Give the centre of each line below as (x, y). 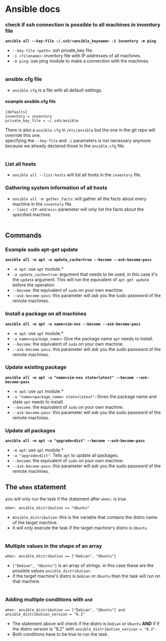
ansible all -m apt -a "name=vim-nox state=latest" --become (70, 377)
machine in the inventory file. (42, 204)
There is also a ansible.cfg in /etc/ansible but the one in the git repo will (80, 130)
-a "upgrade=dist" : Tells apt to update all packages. (65, 455)
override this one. (23, 135)
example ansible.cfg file (30, 102)
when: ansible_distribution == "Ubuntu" (48, 508)
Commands (24, 235)
